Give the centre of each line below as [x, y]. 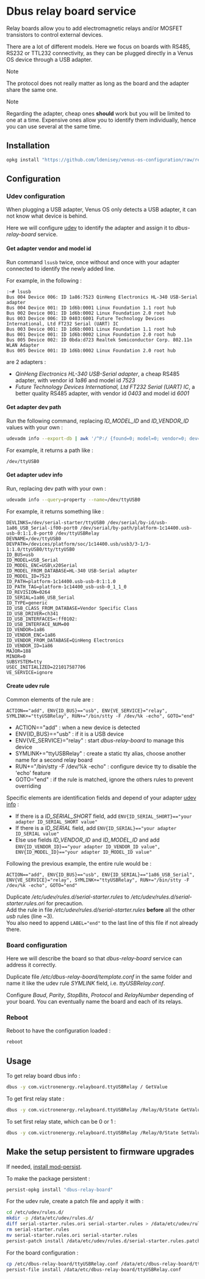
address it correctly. [31, 965]
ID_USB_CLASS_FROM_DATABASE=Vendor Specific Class [72, 608]
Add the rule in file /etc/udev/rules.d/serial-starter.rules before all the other [101, 910]
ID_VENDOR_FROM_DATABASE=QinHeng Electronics [65, 640]
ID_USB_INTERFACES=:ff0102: [42, 619]
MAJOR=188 [19, 651]
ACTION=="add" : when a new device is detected [77, 727]
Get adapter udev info [34, 475]
